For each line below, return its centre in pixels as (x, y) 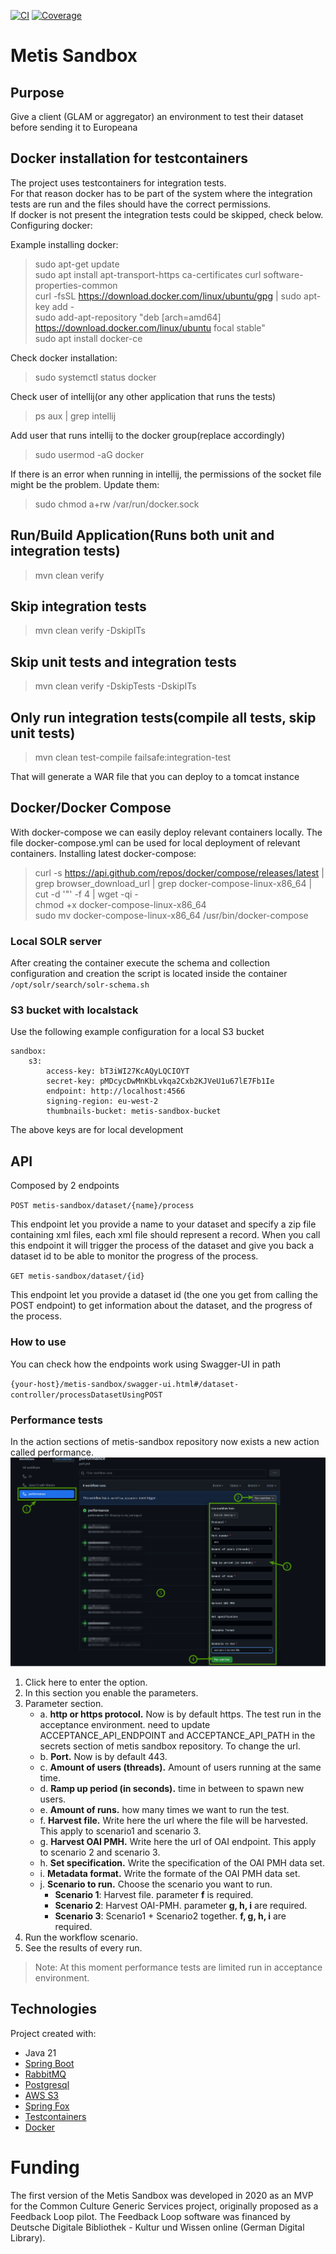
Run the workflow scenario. (81, 1937)
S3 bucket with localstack (74, 1010)
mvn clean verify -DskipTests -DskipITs (115, 686)
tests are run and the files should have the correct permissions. (141, 204)
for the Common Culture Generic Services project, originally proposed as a (164, 2206)
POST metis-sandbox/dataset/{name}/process (102, 1206)
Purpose (37, 92)
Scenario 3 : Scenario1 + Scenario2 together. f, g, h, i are (170, 1916)
